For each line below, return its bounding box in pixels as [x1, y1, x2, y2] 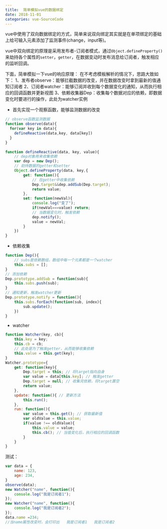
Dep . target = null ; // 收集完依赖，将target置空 [23, 379, 119, 384]
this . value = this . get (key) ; [14, 351, 75, 356]
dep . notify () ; [31, 214, 61, 219]
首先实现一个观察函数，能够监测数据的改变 [12, 107, 100, 113]
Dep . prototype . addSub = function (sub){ [5, 276, 88, 281]
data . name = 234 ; [5, 514, 39, 520]
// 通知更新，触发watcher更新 [5, 290, 61, 296]
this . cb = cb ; [14, 342, 43, 347]
